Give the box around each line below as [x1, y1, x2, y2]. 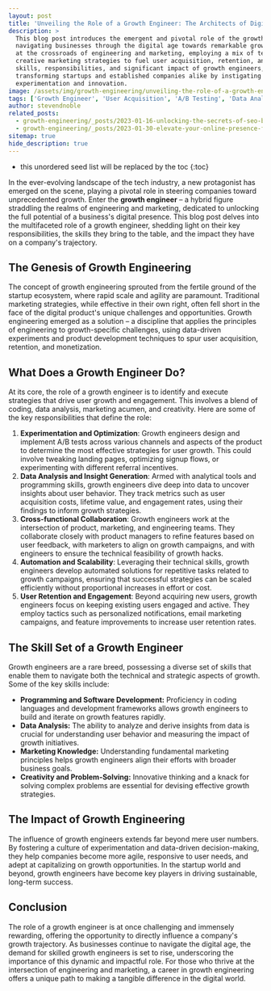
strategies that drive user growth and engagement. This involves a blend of [8, 396, 258, 405]
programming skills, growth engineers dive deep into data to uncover [19, 480, 250, 489]
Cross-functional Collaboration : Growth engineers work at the [19, 514, 230, 524]
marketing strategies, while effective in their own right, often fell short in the [8, 300, 261, 309]
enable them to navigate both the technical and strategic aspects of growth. [8, 670, 261, 680]
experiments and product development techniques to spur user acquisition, [8, 334, 258, 343]
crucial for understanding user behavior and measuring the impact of [19, 729, 250, 739]
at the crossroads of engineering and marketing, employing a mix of [15, 49, 254, 57]
